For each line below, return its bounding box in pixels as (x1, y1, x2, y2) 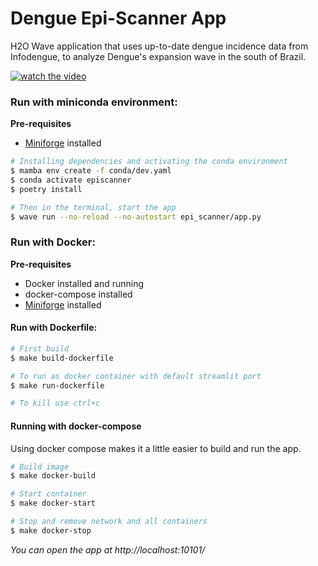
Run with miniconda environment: (10, 95, 178, 109)
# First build (10, 343, 70, 354)
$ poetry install (10, 184, 83, 194)
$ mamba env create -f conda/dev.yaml (10, 166, 172, 176)
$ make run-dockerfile (10, 380, 105, 391)
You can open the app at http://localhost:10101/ (10, 543, 206, 556)
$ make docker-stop (10, 525, 92, 536)
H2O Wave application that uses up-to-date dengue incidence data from (10, 40, 309, 52)
